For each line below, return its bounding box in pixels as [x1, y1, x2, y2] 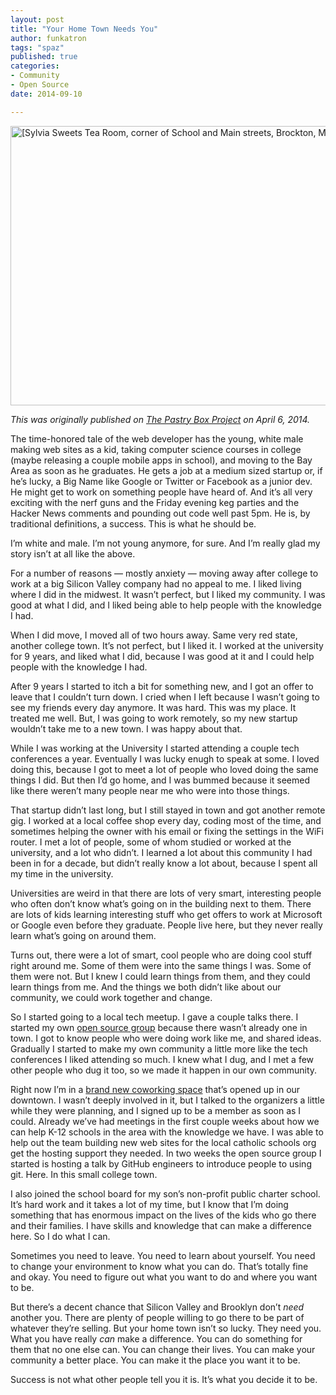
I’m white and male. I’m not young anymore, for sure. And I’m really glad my [10, 537, 321, 549]
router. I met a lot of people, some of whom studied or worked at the [10, 836, 292, 848]
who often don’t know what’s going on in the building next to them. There [10, 897, 312, 910]
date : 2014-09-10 [10, 89, 83, 99]
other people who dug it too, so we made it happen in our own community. [10, 1064, 318, 1076]
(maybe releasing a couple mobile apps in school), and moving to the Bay [10, 454, 313, 466]
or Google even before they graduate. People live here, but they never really [10, 919, 323, 931]
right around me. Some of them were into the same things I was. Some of [10, 959, 312, 971]
